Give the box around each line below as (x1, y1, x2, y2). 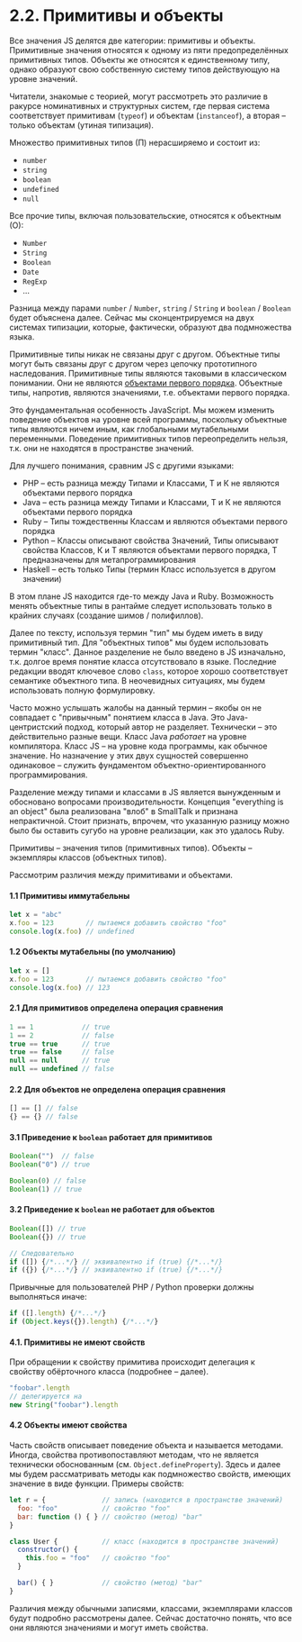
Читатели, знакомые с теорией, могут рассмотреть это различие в (9, 91, 268, 102)
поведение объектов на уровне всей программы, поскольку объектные (9, 413, 288, 424)
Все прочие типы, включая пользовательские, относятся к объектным (9, 210, 281, 221)
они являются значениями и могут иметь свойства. (9, 1622, 209, 1633)
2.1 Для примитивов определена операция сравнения (9, 1002, 224, 1013)
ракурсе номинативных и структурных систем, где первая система (9, 100, 271, 111)
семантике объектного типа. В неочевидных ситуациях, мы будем (9, 675, 266, 685)
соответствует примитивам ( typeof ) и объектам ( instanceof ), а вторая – (9, 110, 286, 121)
